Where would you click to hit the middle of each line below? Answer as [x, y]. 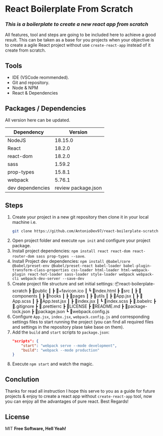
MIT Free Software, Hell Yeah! [36, 428]
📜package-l [136, 306]
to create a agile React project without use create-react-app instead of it [78, 45]
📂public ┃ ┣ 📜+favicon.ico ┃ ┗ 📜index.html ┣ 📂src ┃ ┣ [85, 291]
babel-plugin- [137, 266]
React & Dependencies [35, 93]
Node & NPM [25, 88]
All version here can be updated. [38, 120]
